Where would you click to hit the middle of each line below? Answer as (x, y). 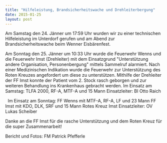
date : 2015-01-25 (23, 15)
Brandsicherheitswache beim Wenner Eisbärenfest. (58, 44)
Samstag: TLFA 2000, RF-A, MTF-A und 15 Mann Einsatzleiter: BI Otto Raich (83, 91)
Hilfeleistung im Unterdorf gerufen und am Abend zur (60, 39)
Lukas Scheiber (21, 111)
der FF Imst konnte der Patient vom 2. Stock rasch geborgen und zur (76, 80)
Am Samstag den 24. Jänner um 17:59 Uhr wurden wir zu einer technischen (83, 34)
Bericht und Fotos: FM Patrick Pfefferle (45, 136)
